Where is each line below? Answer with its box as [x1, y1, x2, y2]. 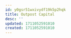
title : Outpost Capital [5, 12, 55, 17]
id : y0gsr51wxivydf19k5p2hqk [5, 7, 66, 12]
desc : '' [5, 16, 23, 21]
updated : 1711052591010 [5, 21, 55, 26]
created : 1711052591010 [5, 26, 55, 31]
